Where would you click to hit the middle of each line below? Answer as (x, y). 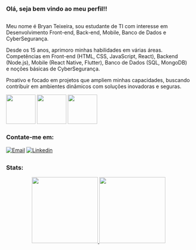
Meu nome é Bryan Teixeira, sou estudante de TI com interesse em (87, 26)
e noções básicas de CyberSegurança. (53, 69)
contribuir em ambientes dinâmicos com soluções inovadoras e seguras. (94, 86)
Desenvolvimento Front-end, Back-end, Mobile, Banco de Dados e (86, 33)
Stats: (15, 168)
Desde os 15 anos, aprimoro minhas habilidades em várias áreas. (85, 50)
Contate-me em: (30, 137)
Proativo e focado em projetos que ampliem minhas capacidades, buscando (98, 80)
